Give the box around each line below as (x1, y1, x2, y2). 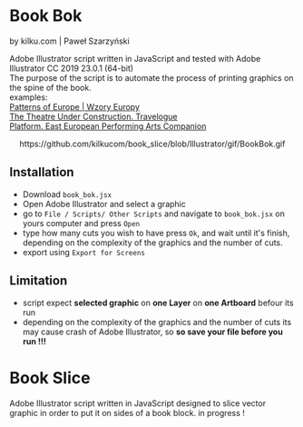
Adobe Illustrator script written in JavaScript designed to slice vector (9, 397, 266, 409)
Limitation (9, 273, 68, 289)
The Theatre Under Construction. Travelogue (9, 111, 178, 122)
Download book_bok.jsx (22, 188, 112, 200)
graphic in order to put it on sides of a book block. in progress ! (9, 407, 245, 418)
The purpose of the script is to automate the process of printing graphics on (9, 72, 294, 83)
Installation (9, 164, 74, 180)
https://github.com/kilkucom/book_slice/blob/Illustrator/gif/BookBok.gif (19, 138, 286, 149)
